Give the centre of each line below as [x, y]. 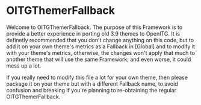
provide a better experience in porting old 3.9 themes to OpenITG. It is [93, 33]
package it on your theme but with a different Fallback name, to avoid [92, 84]
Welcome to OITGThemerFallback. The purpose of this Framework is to [94, 27]
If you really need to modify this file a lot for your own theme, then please [97, 77]
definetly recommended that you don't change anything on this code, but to [100, 40]
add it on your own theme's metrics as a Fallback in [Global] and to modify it [101, 46]
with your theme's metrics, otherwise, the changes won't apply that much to [101, 52]
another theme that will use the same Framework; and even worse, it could [99, 59]
